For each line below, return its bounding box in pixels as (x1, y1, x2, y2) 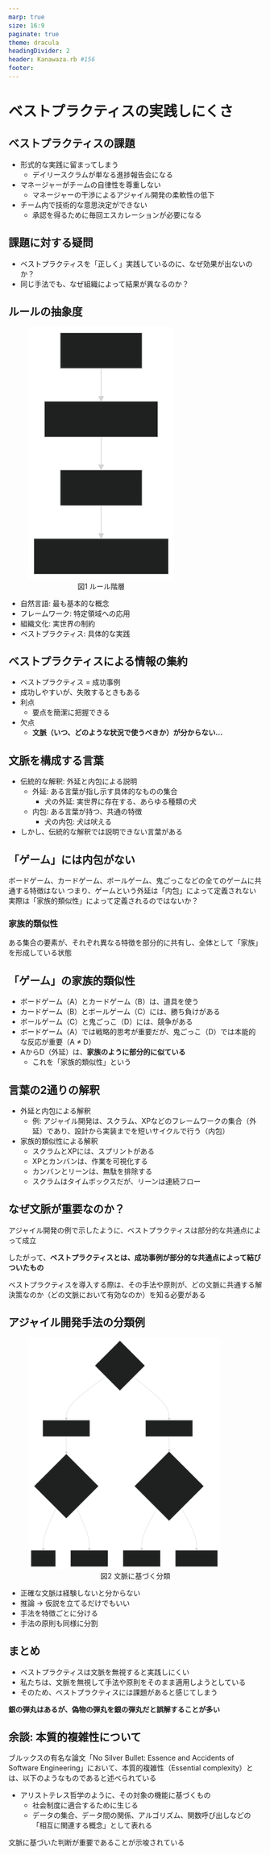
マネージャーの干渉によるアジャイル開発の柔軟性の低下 (31, 189, 215, 199)
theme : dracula (8, 39, 60, 47)
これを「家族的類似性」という (31, 1057, 131, 1067)
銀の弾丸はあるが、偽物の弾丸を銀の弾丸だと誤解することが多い (8, 1704, 220, 1714)
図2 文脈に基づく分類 (100, 1570, 171, 1580)
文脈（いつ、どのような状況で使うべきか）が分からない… (31, 728, 223, 738)
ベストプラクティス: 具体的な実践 (19, 629, 131, 638)
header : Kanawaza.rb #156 (8, 56, 95, 64)
